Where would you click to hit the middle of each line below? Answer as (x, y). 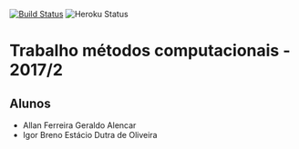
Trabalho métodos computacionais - (150, 51)
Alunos (31, 103)
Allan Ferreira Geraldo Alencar (79, 125)
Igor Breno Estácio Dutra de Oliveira (90, 135)
